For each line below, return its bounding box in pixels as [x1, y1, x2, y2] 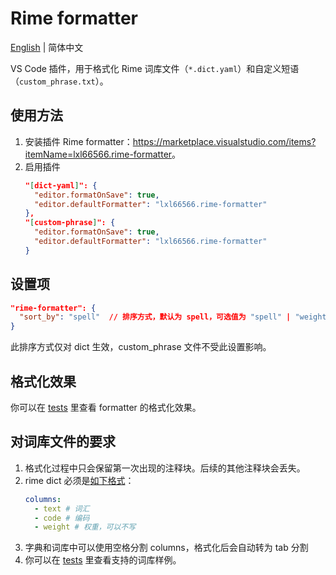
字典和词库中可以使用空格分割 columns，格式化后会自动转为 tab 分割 [24, 542, 309, 554]
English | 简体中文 [10, 41, 84, 53]
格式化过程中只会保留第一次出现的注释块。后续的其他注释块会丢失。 [24, 462, 306, 474]
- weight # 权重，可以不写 [34, 522, 137, 532]
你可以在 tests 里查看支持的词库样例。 [24, 554, 182, 566]
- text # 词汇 [34, 503, 90, 514]
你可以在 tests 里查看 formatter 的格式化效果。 [10, 402, 202, 413]
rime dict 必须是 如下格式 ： [24, 474, 135, 486]
